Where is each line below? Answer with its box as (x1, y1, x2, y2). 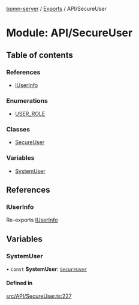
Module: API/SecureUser (6, 26, 133, 40)
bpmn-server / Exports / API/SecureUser (6, 5, 107, 12)
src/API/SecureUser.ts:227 (6, 292, 72, 300)
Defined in (6, 279, 33, 286)
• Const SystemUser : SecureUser (6, 265, 87, 273)
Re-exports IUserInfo (6, 216, 58, 224)
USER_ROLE (14, 110, 46, 118)
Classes (6, 125, 31, 134)
